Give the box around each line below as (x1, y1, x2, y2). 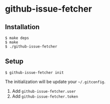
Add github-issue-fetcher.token (12, 93, 79, 99)
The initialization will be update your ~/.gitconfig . (5, 79, 106, 85)
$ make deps (5, 35, 29, 40)
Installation (5, 23, 40, 31)
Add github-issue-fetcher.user (12, 88, 76, 94)
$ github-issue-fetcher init (5, 70, 64, 75)
